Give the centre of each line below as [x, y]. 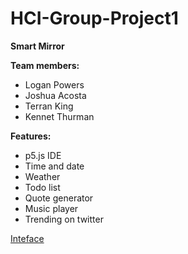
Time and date [54, 166]
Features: [31, 136]
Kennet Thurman [59, 116]
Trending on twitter [64, 219]
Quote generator [59, 198]
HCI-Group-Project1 [94, 18]
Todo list [42, 187]
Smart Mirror [37, 46]
